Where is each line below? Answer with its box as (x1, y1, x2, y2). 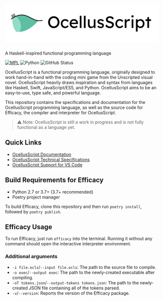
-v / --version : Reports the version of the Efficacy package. (12, 290, 130, 296)
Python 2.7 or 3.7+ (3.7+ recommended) (12, 189, 94, 195)
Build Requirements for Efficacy (5, 176, 104, 184)
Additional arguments (5, 253, 58, 260)
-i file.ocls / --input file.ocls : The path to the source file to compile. (12, 264, 157, 270)
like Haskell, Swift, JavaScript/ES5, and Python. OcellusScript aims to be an (5, 84, 157, 90)
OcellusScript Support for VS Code (12, 161, 83, 167)
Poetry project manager (12, 194, 60, 200)
